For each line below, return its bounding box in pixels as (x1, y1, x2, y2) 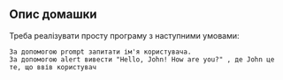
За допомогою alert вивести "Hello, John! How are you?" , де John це (9, 55, 275, 64)
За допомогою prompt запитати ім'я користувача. (9, 47, 192, 56)
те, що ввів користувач (9, 62, 97, 71)
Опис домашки (9, 7, 97, 22)
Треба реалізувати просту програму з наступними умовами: (9, 30, 240, 40)
